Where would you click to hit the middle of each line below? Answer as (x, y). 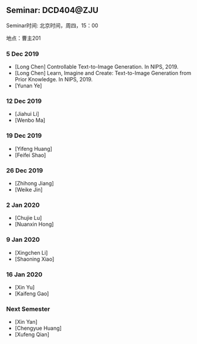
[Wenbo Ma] (30, 120)
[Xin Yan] (26, 322)
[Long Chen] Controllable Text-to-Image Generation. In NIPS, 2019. (97, 67)
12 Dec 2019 (24, 101)
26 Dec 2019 (25, 171)
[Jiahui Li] (27, 114)
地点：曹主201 (24, 38)
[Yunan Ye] (28, 86)
